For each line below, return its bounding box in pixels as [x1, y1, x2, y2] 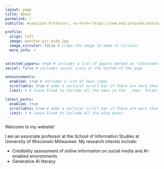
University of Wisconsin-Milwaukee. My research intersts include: [5, 139, 138, 145]
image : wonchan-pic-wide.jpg [9, 39, 69, 44]
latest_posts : [5, 97, 34, 102]
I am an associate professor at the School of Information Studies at [5, 133, 140, 139]
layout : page [5, 7, 32, 12]
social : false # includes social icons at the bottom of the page [5, 65, 143, 71]
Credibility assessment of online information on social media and [12, 148, 143, 154]
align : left [9, 34, 34, 39]
